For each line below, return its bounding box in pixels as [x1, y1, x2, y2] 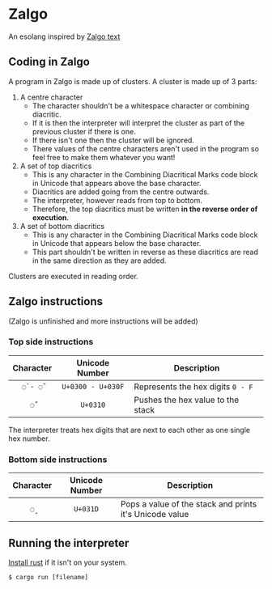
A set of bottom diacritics [19, 221, 105, 231]
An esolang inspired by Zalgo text [8, 32, 121, 41]
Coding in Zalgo [8, 55, 91, 69]
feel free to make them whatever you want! [32, 152, 176, 162]
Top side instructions [8, 337, 94, 348]
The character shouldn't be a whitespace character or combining [32, 100, 249, 110]
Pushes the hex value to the [134, 394, 240, 405]
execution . [32, 212, 70, 222]
